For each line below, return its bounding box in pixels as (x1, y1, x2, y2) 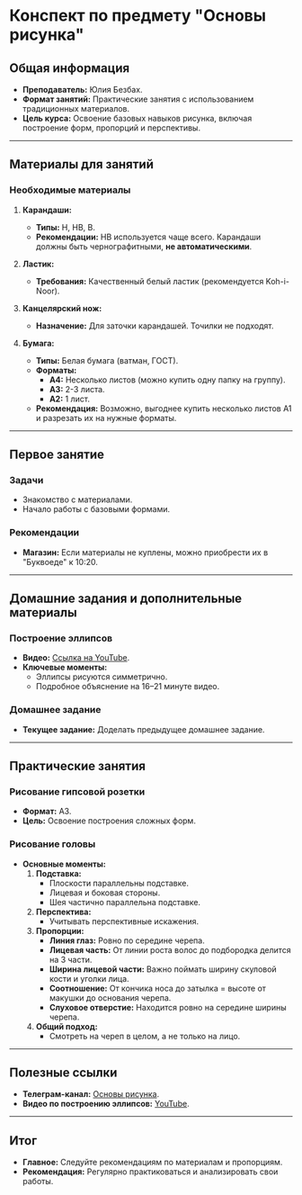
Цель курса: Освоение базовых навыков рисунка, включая (22, 113, 253, 123)
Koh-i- (265, 275, 290, 286)
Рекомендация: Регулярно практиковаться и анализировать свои (22, 1166, 279, 1177)
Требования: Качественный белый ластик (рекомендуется (35, 275, 264, 286)
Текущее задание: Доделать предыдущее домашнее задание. (22, 723, 265, 734)
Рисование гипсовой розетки (9, 785, 146, 797)
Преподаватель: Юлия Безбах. (22, 85, 143, 94)
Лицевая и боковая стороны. (49, 887, 161, 898)
